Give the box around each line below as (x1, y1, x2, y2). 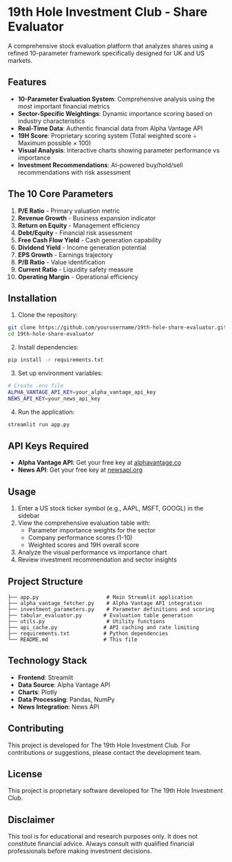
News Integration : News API (17, 702, 99, 711)
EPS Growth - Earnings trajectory (17, 250, 113, 259)
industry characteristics (17, 117, 85, 125)
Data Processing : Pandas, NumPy (17, 695, 116, 703)
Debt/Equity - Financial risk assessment (17, 229, 133, 237)
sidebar (17, 512, 40, 520)
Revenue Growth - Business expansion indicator (17, 213, 156, 222)
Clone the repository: (17, 311, 78, 319)
